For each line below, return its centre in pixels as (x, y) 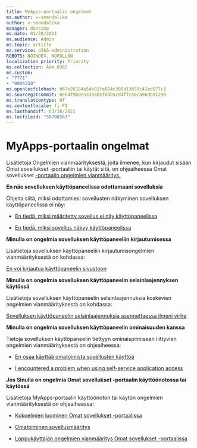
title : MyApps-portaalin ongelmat (49, 12)
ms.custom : (20, 73)
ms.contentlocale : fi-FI (37, 106)
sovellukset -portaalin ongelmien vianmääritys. (63, 176)
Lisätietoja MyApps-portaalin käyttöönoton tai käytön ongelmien (85, 398)
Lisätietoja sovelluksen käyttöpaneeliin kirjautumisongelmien (80, 251)
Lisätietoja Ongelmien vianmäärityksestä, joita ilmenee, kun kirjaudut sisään (99, 163)
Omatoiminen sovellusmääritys (52, 427)
